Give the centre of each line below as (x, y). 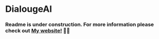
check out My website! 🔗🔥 (38, 31)
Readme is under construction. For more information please (80, 25)
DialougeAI (29, 9)
